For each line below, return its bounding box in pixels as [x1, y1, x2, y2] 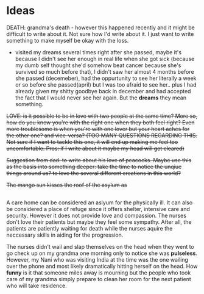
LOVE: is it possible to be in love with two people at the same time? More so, [6, 112, 198, 120]
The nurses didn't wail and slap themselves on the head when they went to [6, 243, 195, 251]
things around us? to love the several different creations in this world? [6, 169, 181, 177]
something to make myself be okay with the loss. [6, 37, 129, 44]
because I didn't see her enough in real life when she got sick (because [15, 55, 195, 62]
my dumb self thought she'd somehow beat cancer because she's [15, 62, 181, 69]
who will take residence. [6, 282, 67, 290]
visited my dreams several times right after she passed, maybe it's [15, 48, 181, 56]
